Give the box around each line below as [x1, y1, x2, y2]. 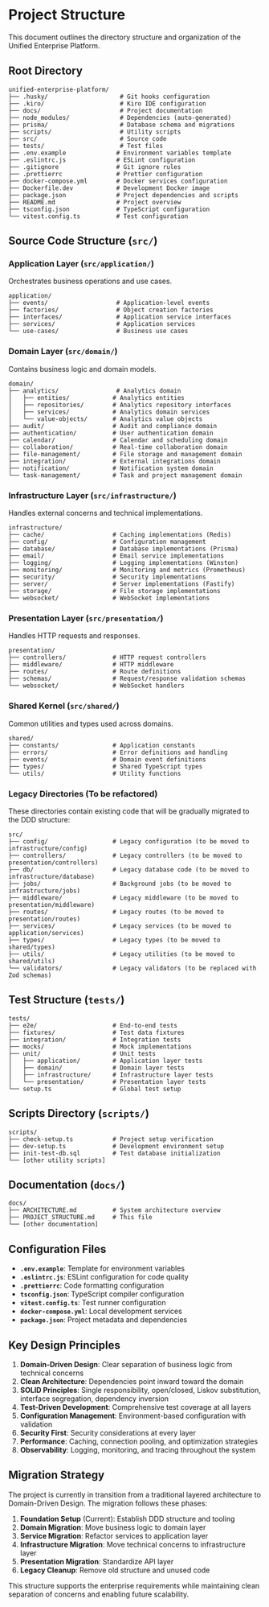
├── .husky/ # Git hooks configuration [8, 93, 210, 101]
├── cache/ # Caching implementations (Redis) [8, 531, 231, 539]
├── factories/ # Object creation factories [8, 306, 214, 315]
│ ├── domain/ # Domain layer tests [8, 1064, 185, 1072]
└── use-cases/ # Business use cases [8, 328, 189, 336]
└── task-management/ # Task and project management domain [8, 471, 243, 480]
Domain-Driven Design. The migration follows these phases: [8, 1498, 207, 1508]
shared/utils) [8, 957, 56, 965]
